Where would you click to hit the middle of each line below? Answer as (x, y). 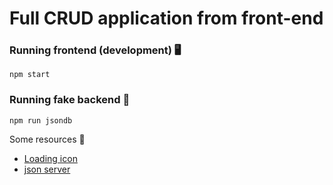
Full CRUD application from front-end (166, 18)
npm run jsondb (41, 120)
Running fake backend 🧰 (70, 100)
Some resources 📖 (47, 139)
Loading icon (50, 158)
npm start (30, 75)
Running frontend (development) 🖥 (95, 50)
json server (47, 169)
